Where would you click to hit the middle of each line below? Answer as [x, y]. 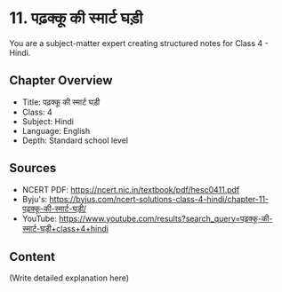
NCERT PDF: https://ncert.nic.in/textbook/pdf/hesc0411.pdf [131, 189]
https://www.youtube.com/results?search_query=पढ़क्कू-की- [166, 218]
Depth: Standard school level [75, 140]
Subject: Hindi [48, 121]
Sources [33, 168]
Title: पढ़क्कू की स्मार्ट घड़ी [61, 102]
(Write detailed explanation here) [69, 278]
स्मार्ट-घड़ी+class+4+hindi [65, 228]
